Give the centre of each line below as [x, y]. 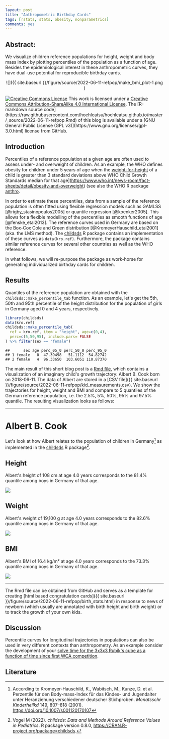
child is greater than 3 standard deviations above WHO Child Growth [76, 175]
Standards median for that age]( [38, 180]
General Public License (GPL [35, 126]
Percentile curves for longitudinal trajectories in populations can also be [80, 640]
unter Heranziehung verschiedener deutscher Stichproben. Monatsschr [87, 700]
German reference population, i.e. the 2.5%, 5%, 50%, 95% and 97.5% [78, 395]
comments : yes [20, 24]
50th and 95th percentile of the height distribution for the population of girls [84, 303]
